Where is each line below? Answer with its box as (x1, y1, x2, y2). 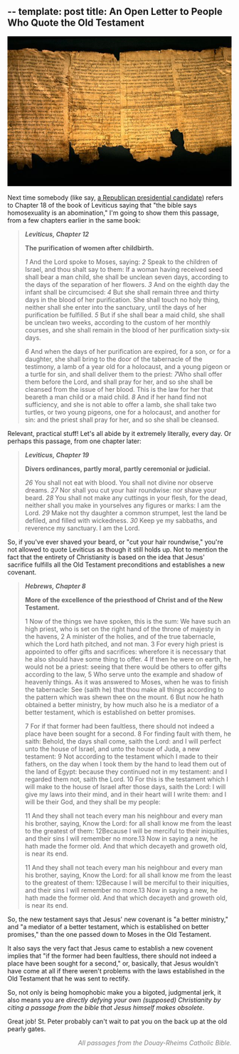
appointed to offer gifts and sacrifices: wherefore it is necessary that (24, 647, 226, 656)
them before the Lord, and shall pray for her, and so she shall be (24, 377, 213, 386)
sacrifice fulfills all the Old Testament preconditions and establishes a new (7, 560, 225, 569)
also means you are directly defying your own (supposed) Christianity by (7, 995, 221, 1004)
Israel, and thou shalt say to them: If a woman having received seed (24, 265, 223, 273)
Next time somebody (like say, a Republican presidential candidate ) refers (7, 193, 224, 202)
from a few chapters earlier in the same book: (7, 216, 141, 224)
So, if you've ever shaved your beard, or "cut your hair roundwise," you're (7, 537, 224, 546)
